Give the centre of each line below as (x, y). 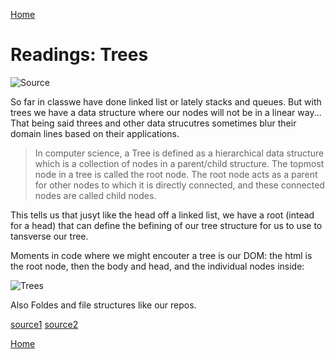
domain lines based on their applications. (95, 133)
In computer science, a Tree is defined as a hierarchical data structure (179, 153)
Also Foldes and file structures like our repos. (103, 305)
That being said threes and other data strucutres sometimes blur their (153, 123)
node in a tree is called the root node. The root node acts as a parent (176, 174)
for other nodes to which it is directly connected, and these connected (179, 185)
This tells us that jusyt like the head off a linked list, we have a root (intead (162, 215)
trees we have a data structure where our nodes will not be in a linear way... (166, 112)
